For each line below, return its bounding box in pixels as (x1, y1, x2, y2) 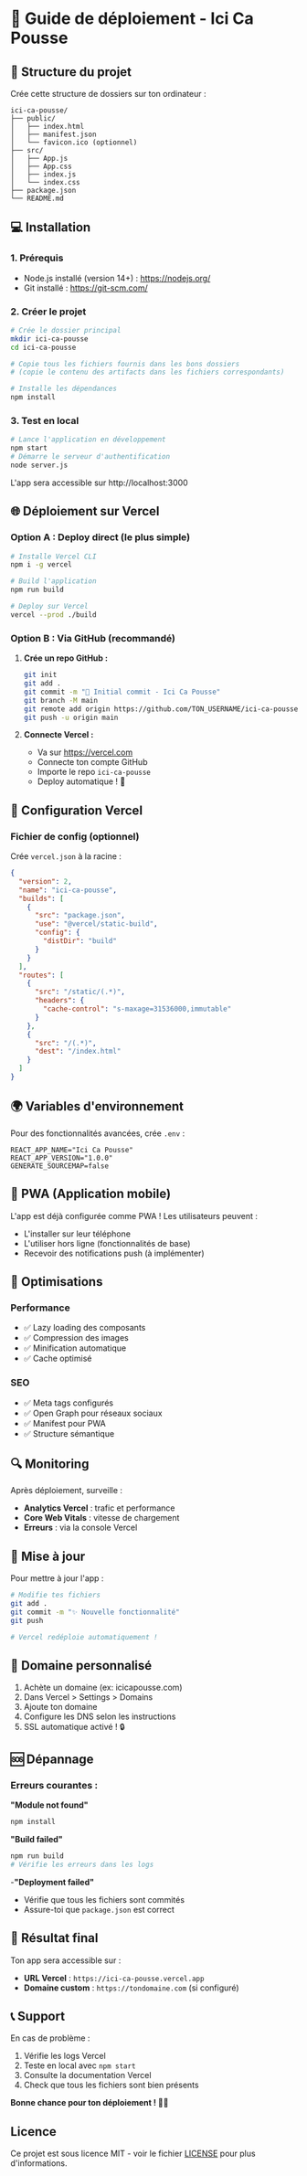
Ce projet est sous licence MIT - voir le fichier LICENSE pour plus (10, 2148, 256, 2160)
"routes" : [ (18, 971, 65, 980)
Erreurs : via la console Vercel (23, 1522, 138, 1534)
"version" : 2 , (18, 876, 72, 886)
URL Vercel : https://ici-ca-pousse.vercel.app (23, 1972, 205, 1983)
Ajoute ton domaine (23, 1702, 99, 1713)
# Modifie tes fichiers (10, 1590, 101, 1600)
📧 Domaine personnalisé (10, 1658, 153, 1673)
